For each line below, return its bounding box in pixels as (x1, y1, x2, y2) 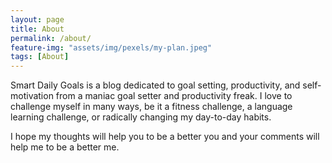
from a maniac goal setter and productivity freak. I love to (55, 90, 293, 102)
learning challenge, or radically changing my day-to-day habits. (10, 111, 272, 123)
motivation (10, 90, 54, 102)
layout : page (10, 14, 65, 25)
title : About (10, 24, 65, 34)
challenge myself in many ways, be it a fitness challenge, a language (10, 101, 293, 113)
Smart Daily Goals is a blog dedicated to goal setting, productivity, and (10, 79, 301, 91)
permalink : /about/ (10, 33, 92, 43)
